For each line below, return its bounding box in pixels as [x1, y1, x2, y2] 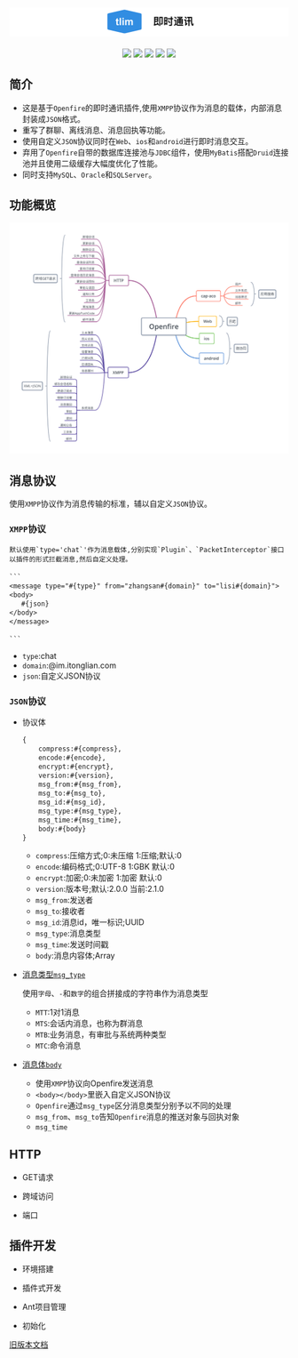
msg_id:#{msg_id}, [38, 798, 106, 807]
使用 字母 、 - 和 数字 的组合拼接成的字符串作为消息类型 [21, 987, 208, 999]
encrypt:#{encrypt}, [38, 762, 114, 771]
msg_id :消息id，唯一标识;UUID [35, 916, 145, 928]
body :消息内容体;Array [35, 950, 115, 960]
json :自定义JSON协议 [21, 671, 101, 681]
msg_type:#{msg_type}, [38, 807, 122, 816]
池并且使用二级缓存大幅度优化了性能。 [21, 157, 162, 168]
